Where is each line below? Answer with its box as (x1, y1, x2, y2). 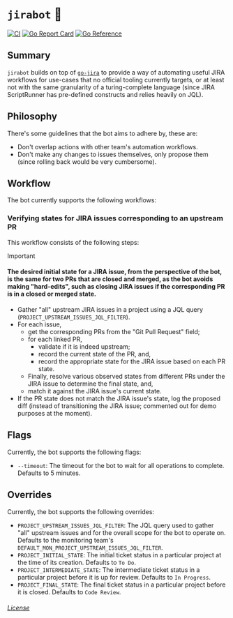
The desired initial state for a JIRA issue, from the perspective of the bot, (7, 268, 222, 276)
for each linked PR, (27, 335, 82, 343)
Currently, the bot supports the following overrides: (7, 507, 155, 515)
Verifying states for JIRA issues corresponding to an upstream (7, 213, 223, 223)
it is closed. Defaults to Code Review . (17, 587, 121, 596)
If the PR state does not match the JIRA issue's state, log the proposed (17, 394, 221, 402)
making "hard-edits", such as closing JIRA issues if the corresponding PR (7, 282, 225, 291)
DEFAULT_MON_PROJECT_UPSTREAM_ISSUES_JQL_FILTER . (17, 543, 164, 552)
